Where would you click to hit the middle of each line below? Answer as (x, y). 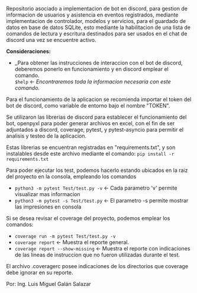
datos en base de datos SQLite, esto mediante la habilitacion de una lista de (98, 27)
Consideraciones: (29, 51)
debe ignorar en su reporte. (40, 272)
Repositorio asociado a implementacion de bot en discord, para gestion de (97, 9)
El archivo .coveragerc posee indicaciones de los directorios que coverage (97, 266)
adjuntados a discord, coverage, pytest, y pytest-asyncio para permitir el (95, 130)
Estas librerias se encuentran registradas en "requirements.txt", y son (91, 147)
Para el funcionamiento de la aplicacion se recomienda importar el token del (99, 99)
